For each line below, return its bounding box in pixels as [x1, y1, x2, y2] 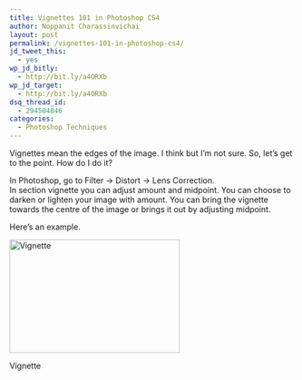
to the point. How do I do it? [9, 158, 113, 168]
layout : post [9, 30, 59, 39]
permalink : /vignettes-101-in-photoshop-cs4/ [9, 38, 184, 48]
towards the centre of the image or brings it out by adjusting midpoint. [9, 204, 271, 214]
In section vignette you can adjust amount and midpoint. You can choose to [9, 185, 292, 195]
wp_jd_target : [9, 81, 63, 90]
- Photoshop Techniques [17, 123, 107, 132]
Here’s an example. [9, 221, 82, 232]
